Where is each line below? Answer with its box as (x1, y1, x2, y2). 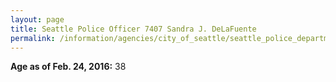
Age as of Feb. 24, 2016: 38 (10, 61, 127, 73)
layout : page (10, 14, 65, 25)
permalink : (10, 33, 56, 43)
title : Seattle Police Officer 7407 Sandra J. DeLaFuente (10, 24, 257, 34)
